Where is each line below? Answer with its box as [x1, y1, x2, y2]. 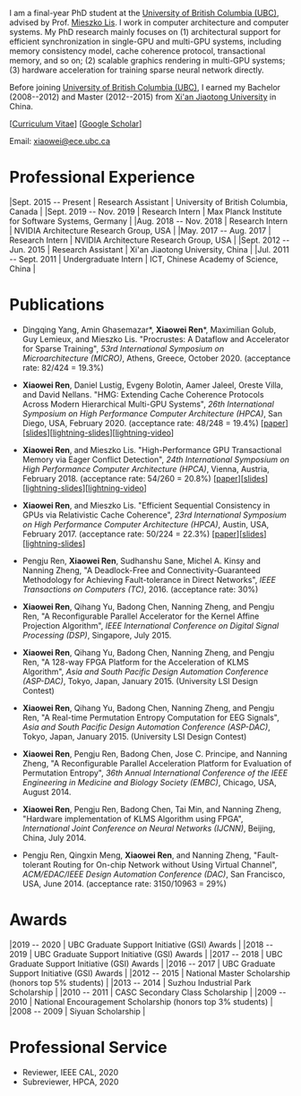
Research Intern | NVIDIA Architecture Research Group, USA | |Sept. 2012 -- [9, 235, 290, 245]
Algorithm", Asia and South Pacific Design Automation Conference [21, 666, 269, 677]
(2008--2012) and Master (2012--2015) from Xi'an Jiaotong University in [9, 91, 277, 102]
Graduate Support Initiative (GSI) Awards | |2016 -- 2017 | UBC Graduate [9, 958, 276, 969]
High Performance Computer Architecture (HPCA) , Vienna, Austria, [21, 463, 271, 474]
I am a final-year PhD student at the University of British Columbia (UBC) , [9, 8, 279, 18]
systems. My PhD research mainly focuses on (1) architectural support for [9, 27, 281, 37]
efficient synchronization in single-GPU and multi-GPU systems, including [9, 36, 282, 47]
